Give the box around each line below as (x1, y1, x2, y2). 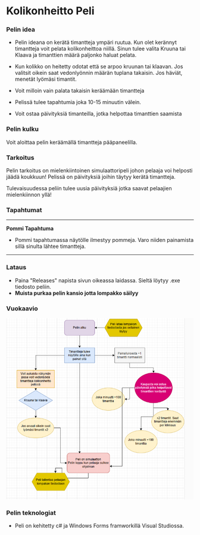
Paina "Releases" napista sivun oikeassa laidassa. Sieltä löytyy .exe (14, 276, 180, 284)
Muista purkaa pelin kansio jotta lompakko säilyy (14, 289, 139, 297)
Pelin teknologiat (6, 508, 57, 517)
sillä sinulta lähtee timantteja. (14, 243, 86, 250)
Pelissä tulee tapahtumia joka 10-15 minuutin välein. (14, 99, 142, 106)
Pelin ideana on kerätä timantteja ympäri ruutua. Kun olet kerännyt (14, 39, 177, 46)
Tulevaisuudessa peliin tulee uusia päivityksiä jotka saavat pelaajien (6, 185, 172, 192)
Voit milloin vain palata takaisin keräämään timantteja (14, 87, 145, 95)
